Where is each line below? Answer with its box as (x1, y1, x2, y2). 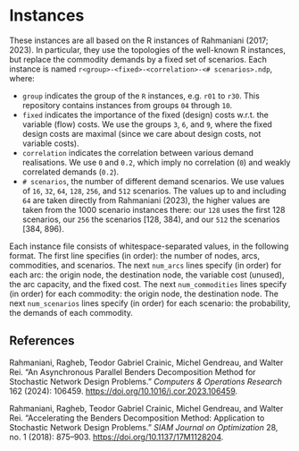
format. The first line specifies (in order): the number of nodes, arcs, (9, 250, 261, 260)
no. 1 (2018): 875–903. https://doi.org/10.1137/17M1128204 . (9, 431, 224, 442)
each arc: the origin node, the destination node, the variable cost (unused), (9, 269, 285, 280)
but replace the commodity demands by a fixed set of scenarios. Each (9, 54, 268, 64)
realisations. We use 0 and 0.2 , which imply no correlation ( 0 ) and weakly (21, 157, 291, 167)
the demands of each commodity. (9, 307, 134, 318)
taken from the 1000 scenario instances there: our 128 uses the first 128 (21, 204, 286, 215)
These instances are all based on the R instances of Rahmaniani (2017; (9, 35, 270, 46)
